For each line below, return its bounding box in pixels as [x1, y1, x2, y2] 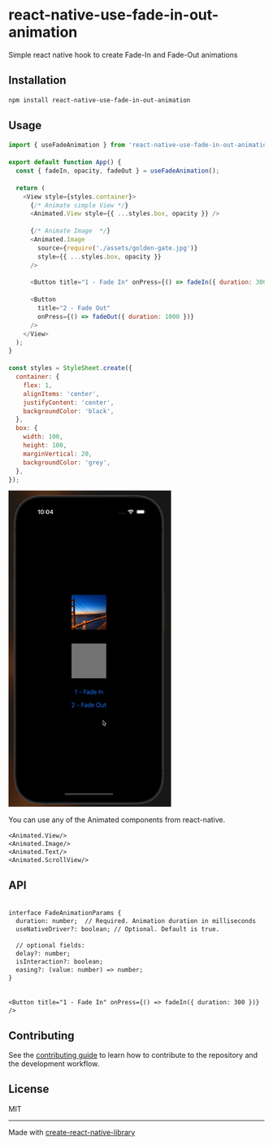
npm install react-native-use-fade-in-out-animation [8, 96, 191, 104]
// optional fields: [15, 942, 85, 950]
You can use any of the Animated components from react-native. [8, 815, 226, 825]
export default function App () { [8, 159, 122, 167]
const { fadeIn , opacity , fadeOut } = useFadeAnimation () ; [15, 167, 220, 176]
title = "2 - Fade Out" [37, 304, 111, 312]
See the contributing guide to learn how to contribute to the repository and [8, 1051, 258, 1060]
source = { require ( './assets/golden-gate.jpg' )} [37, 244, 198, 252]
